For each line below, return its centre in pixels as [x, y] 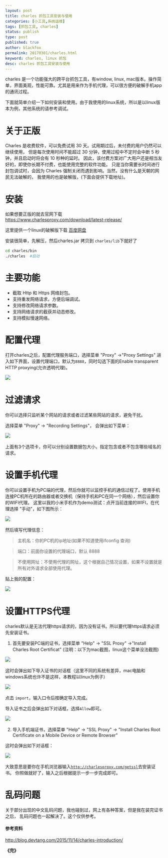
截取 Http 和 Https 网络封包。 [42, 293]
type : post [16, 37]
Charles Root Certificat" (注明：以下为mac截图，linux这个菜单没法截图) [85, 649]
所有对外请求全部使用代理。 [46, 568]
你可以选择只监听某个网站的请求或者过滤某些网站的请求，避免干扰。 [75, 415]
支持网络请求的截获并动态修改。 [45, 311]
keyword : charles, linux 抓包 [36, 58]
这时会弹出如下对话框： [29, 745]
